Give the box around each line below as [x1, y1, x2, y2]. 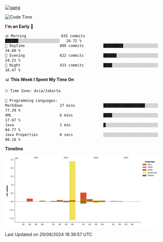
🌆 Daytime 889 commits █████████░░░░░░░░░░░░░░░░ [5, 43, 159, 48]
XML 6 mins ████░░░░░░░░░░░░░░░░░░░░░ [5, 113, 159, 118]
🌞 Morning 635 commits [5, 34, 85, 39]
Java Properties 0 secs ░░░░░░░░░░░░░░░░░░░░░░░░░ [5, 132, 159, 137]
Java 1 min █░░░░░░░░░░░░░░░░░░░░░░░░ [5, 122, 159, 127]
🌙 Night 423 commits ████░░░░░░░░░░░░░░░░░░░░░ [5, 63, 159, 68]
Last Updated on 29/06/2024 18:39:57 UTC [5, 232, 93, 238]
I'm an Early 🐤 [5, 23, 34, 29]
